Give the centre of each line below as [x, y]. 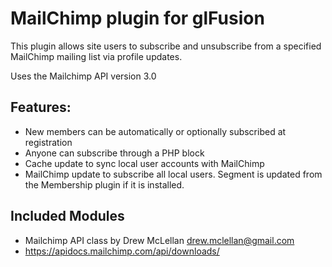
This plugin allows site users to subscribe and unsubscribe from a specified [166, 46]
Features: [41, 107]
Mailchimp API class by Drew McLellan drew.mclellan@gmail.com [159, 240]
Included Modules [67, 216]
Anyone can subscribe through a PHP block [114, 153]
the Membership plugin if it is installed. [104, 184]
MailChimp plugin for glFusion [137, 18]
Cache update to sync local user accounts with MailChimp [144, 163]
